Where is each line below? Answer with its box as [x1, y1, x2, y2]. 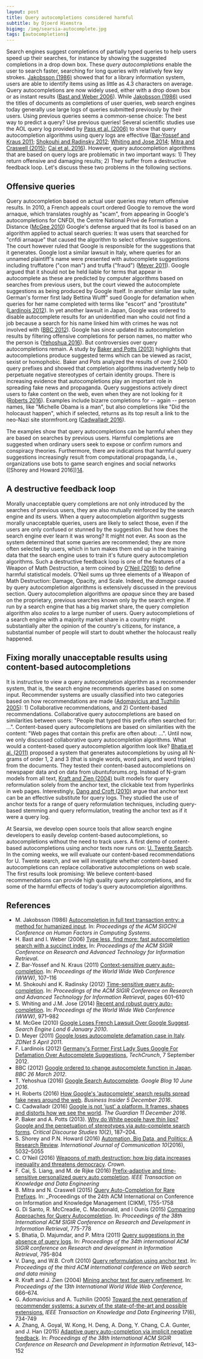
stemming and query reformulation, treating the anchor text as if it [23, 806, 187, 814]
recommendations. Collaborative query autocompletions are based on [6, 710, 181, 717]
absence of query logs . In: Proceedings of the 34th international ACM [14, 1238, 189, 1245]
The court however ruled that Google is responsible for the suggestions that [6, 242, 195, 249]
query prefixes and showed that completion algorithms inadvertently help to [6, 364, 195, 372]
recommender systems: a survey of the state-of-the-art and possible [14, 1302, 187, 1309]
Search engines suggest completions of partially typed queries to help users [6, 48, 197, 55]
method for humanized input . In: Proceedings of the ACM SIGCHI [14, 923, 177, 930]
